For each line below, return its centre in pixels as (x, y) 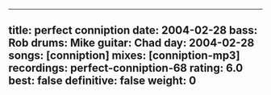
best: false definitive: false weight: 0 (102, 81)
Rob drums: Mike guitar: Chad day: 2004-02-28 (131, 43)
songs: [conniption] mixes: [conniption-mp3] (124, 56)
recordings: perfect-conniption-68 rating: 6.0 (126, 68)
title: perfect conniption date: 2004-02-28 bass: (133, 30)
